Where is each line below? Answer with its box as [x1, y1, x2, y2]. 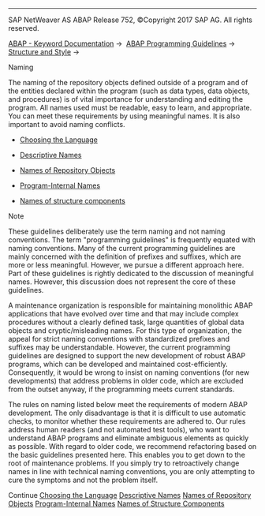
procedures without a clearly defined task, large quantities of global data [8, 317, 244, 327]
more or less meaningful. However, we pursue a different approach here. [8, 260, 244, 269]
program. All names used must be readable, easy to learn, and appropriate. [8, 103, 252, 112]
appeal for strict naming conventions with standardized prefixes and [8, 335, 230, 343]
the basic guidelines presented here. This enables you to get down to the [8, 451, 246, 459]
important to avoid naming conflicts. [8, 120, 125, 129]
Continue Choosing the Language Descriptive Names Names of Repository [8, 491, 252, 499]
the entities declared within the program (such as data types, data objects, [8, 86, 250, 95]
